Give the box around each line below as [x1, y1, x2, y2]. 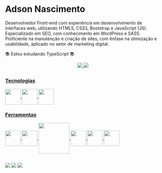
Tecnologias [5, 77, 36, 84]
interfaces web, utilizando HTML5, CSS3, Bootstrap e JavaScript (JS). [5, 25, 147, 31]
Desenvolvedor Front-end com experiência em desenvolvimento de [5, 20, 142, 26]
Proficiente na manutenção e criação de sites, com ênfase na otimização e [5, 36, 157, 42]
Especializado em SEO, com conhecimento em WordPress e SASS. [5, 30, 141, 36]
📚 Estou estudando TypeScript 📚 [5, 51, 75, 57]
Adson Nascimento [5, 3, 85, 15]
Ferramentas [5, 111, 37, 118]
